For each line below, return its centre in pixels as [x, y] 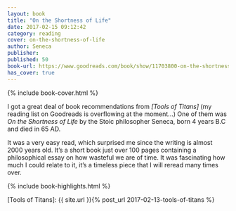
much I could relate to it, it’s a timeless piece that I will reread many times [113, 165]
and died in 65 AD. [34, 129]
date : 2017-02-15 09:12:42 [47, 27]
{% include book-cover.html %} [53, 93]
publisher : [23, 53]
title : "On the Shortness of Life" [59, 20]
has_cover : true [31, 72]
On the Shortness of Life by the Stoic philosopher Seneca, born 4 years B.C [117, 121]
